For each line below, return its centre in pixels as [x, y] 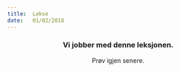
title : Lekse [28, 14]
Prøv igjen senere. [118, 60]
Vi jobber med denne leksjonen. [118, 45]
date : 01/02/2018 [36, 20]
